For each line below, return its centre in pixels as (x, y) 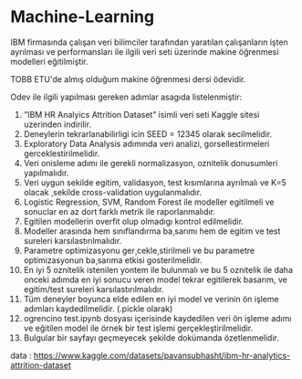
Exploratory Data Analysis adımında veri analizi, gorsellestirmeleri (146, 143)
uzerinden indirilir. (57, 124)
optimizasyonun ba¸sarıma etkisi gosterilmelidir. (113, 260)
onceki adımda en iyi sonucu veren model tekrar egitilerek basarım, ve (156, 279)
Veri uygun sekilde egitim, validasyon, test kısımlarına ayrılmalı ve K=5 (155, 182)
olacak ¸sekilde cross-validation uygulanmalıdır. (113, 192)
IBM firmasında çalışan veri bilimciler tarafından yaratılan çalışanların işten (149, 42)
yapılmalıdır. (46, 173)
